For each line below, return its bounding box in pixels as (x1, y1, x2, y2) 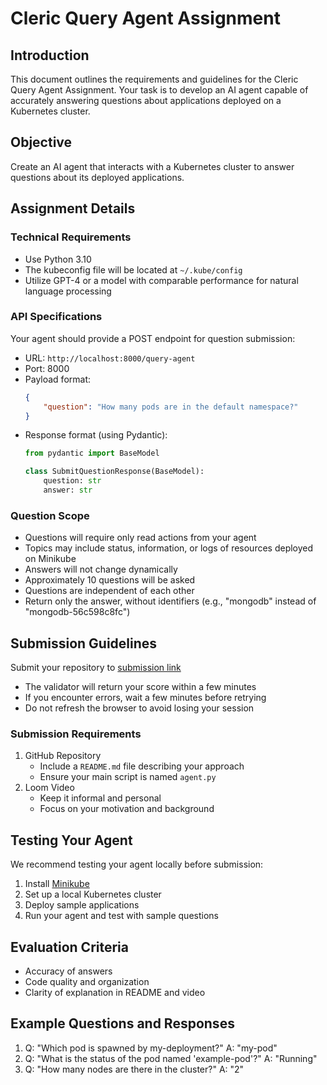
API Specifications (10, 310, 103, 324)
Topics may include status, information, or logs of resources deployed (24, 542, 314, 554)
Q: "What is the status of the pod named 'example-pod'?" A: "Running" (24, 1052, 318, 1064)
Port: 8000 (24, 362, 70, 374)
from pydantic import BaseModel (24, 448, 160, 459)
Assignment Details (10, 200, 136, 217)
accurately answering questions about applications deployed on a (10, 95, 282, 106)
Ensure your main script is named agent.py (39, 771, 217, 783)
